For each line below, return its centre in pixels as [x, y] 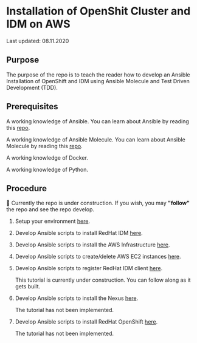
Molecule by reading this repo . [45, 146]
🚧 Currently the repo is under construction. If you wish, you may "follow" [98, 203]
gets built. [28, 287]
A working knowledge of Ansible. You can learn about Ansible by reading [98, 121]
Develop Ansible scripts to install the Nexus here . [77, 298]
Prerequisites [32, 107]
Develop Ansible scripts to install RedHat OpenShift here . [86, 322]
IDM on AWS [39, 24]
